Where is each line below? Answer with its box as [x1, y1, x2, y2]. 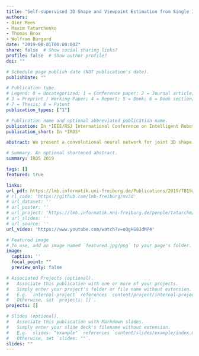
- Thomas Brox [6, 31, 41, 37]
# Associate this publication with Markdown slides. [6, 319, 145, 325]
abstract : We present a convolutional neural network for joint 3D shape [6, 140, 192, 145]
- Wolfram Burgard [6, 36, 52, 42]
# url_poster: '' [6, 205, 49, 211]
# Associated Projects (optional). [6, 275, 94, 281]
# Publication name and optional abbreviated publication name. [6, 118, 168, 124]
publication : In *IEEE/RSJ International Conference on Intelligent [6, 123, 179, 129]
